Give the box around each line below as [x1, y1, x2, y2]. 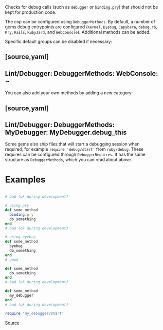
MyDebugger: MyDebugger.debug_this [5, 128, 127, 136]
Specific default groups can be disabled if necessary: [5, 39, 112, 44]
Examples [5, 174, 46, 185]
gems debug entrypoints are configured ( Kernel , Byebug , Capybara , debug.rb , [5, 24, 157, 30]
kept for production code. [5, 9, 56, 15]
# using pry [5, 203, 29, 208]
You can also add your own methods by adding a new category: [5, 90, 133, 96]
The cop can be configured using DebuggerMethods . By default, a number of [5, 19, 156, 24]
